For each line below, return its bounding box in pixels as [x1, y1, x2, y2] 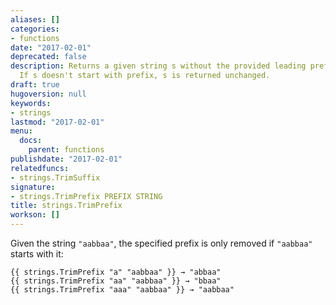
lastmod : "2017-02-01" [10, 117, 105, 127]
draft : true [10, 80, 60, 90]
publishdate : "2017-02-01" [10, 154, 123, 164]
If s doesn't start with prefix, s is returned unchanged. [19, 71, 271, 81]
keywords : [10, 98, 52, 108]
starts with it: [10, 248, 64, 260]
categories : [10, 24, 60, 34]
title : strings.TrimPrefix [10, 201, 123, 211]
